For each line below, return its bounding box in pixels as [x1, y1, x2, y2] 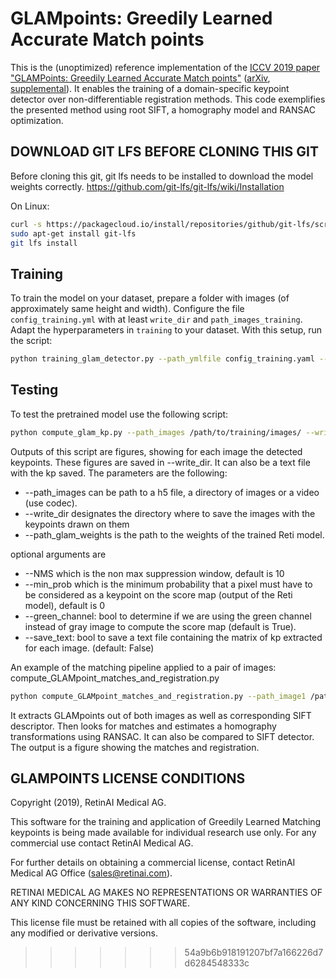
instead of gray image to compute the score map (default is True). [24, 620, 297, 632]
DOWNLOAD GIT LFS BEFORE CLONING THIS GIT [10, 143, 319, 161]
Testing [10, 382, 59, 399]
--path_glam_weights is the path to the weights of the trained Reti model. [24, 528, 325, 541]
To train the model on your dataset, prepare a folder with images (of [10, 292, 290, 304]
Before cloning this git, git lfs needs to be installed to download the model [10, 170, 314, 182]
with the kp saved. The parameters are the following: [10, 467, 228, 479]
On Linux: [10, 200, 50, 212]
